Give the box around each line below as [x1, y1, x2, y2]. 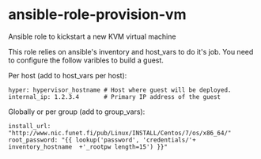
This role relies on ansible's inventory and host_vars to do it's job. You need [8, 47, 254, 56]
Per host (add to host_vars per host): [8, 70, 127, 80]
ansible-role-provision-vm [8, 6, 187, 24]
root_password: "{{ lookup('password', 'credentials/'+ [8, 136, 196, 144]
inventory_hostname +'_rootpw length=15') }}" [8, 142, 168, 151]
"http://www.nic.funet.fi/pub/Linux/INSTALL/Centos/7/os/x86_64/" [8, 129, 232, 137]
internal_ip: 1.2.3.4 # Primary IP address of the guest [8, 93, 221, 100]
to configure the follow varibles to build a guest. [8, 55, 165, 65]
